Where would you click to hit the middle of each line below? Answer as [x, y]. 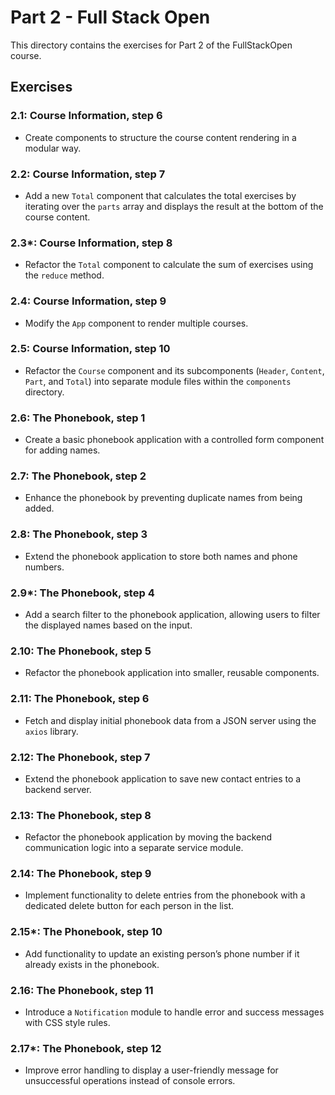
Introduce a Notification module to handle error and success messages [174, 1012]
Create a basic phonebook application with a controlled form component [174, 440]
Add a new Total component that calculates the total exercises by [160, 195]
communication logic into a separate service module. [134, 848]
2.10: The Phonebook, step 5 [81, 651]
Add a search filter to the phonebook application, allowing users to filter [172, 614]
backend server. [58, 789]
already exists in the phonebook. [92, 964]
